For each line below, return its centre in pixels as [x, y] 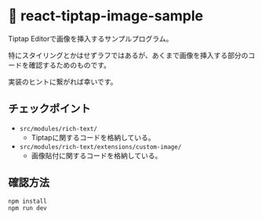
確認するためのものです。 [70, 65]
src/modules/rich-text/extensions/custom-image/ [100, 147]
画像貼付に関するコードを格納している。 [96, 155]
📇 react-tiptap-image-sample [106, 16]
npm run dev [27, 208]
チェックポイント [49, 109]
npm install [27, 201]
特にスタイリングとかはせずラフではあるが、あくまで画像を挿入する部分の [128, 55]
